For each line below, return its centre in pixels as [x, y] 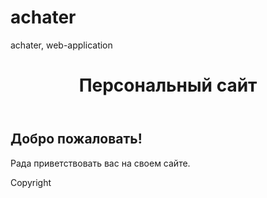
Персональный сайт [168, 85]
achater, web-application [61, 45]
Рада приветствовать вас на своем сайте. [100, 163]
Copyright [31, 182]
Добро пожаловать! [76, 139]
